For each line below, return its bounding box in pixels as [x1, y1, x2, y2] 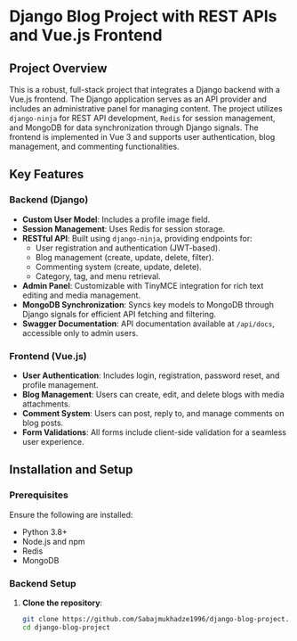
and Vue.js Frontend [9, 25, 163, 45]
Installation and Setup [9, 462, 133, 478]
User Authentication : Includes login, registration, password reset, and [21, 370, 280, 381]
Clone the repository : [21, 597, 103, 608]
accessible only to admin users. [21, 327, 139, 338]
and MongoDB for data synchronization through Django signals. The [9, 122, 260, 133]
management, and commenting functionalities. [9, 141, 180, 152]
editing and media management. [21, 290, 140, 300]
